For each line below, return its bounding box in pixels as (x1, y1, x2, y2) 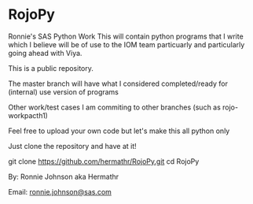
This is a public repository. (8, 63, 94, 72)
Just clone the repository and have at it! (8, 141, 137, 150)
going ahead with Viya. (8, 48, 82, 57)
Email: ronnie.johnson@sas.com (8, 187, 112, 196)
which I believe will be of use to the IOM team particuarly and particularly (8, 39, 245, 49)
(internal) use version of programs (8, 87, 119, 96)
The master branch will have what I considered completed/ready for (8, 79, 228, 88)
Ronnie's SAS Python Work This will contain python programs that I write (8, 32, 244, 41)
